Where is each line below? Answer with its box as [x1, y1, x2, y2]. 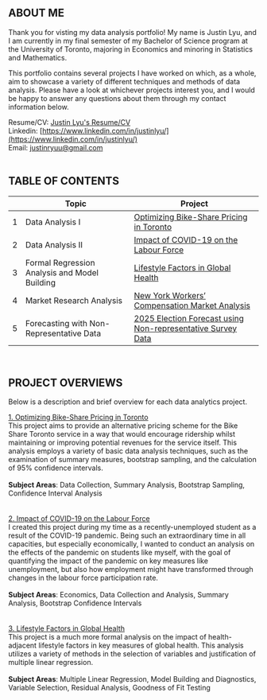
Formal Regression [25, 257, 95, 268]
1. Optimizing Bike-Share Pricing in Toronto [8, 413, 149, 422]
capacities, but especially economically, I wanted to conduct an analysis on [8, 539, 255, 549]
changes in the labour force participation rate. [8, 573, 159, 583]
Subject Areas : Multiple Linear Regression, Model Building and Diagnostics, [8, 675, 257, 684]
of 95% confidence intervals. [8, 463, 103, 472]
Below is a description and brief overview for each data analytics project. [8, 397, 248, 406]
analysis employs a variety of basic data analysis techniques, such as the [8, 446, 249, 456]
